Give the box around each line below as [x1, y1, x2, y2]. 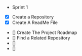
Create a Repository [12, 14, 54, 19]
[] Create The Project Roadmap [12, 29, 77, 35]
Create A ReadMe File [12, 19, 58, 25]
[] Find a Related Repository [12, 35, 70, 41]
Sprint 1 [12, 4, 28, 10]
